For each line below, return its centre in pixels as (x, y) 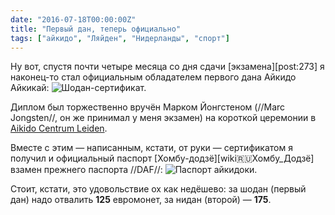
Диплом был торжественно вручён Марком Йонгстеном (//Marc (148, 107)
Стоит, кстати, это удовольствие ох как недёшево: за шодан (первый (158, 189)
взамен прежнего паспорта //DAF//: (86, 170)
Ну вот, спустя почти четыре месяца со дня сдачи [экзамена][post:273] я (167, 67)
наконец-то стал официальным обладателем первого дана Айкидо (153, 77)
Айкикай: (30, 88)
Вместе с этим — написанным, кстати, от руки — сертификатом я (151, 148)
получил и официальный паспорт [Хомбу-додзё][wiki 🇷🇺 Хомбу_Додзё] (162, 158)
